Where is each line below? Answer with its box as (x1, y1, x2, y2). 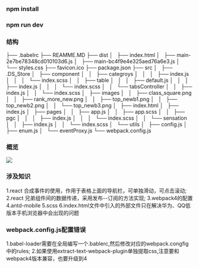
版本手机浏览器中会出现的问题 (6, 209, 79, 216)
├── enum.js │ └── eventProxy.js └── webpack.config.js (6, 127, 151, 135)
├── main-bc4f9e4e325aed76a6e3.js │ (81, 58, 180, 65)
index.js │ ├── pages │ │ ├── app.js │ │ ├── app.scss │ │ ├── (6, 109, 185, 116)
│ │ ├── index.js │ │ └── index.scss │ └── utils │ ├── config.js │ (6, 121, 187, 128)
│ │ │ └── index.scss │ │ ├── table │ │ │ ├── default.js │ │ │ (6, 76, 189, 84)
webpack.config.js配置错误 (6, 225, 86, 234)
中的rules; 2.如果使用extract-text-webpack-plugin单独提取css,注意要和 (6, 248, 179, 255)
